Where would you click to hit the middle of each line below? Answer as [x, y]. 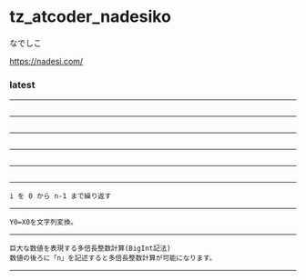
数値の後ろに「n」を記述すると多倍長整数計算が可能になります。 [113, 258]
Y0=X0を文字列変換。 [44, 223]
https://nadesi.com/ [46, 61]
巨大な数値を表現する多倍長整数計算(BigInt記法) [90, 249]
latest [22, 85]
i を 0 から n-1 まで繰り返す [61, 196]
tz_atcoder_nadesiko [90, 17]
